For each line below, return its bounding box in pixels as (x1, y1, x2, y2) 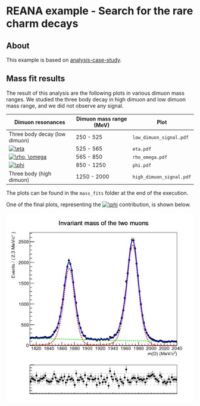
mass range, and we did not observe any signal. (6, 102, 124, 109)
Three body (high (8, 170, 52, 177)
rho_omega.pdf (132, 154, 168, 160)
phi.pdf (132, 163, 152, 169)
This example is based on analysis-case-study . (6, 57, 122, 63)
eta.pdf (132, 146, 152, 152)
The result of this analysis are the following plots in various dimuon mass (6, 89, 185, 97)
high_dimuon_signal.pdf (132, 174, 192, 180)
